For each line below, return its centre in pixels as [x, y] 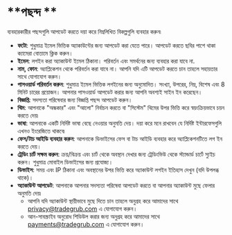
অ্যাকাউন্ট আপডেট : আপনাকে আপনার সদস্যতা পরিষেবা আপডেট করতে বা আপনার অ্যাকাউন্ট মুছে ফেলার [116, 185]
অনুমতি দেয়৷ [29, 193]
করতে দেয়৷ [28, 115]
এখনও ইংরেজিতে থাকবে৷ [41, 131]
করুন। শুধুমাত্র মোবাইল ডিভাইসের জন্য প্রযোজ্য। [65, 162]
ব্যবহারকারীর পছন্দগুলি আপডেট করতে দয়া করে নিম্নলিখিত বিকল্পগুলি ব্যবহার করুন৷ [84, 31]
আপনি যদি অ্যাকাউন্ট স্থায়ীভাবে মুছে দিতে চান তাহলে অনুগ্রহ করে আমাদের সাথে [103, 200]
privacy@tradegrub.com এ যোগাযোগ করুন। [82, 209]
